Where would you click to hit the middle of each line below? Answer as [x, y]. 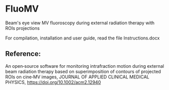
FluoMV [22, 9]
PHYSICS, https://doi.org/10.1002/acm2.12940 [53, 82]
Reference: [23, 54]
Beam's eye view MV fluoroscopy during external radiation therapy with [80, 23]
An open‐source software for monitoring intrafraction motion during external [85, 66]
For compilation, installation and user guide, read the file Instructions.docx [82, 38]
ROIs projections [23, 28]
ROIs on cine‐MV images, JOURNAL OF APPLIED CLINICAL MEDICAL [77, 77]
